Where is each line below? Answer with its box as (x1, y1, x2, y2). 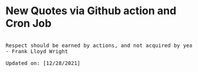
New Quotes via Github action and (5, 4, 177, 18)
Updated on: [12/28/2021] (5, 60, 81, 66)
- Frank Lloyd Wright (5, 48, 69, 54)
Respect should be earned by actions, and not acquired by (5, 42, 181, 48)
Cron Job (5, 17, 51, 30)
